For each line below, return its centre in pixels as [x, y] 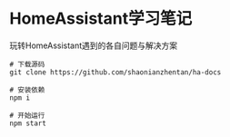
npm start [28, 123]
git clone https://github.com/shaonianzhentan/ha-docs [115, 72]
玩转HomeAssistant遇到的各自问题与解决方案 [94, 45]
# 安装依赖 [27, 90]
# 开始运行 [27, 115]
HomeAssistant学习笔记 [101, 19]
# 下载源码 [27, 64]
